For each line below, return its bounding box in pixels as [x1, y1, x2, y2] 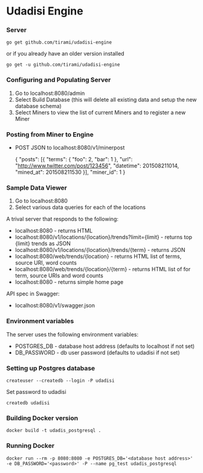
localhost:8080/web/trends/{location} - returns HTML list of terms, [14, 253, 182, 260]
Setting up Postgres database [6, 364, 95, 372]
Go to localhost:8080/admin [14, 89, 85, 97]
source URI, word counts [14, 259, 77, 266]
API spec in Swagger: [6, 290, 60, 297]
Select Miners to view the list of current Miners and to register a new [14, 109, 186, 116]
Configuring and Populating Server [6, 76, 111, 84]
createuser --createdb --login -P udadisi [6, 378, 115, 384]
